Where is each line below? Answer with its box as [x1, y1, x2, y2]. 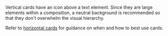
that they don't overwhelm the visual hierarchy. [5, 15, 104, 21]
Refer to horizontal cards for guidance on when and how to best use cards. [5, 25, 164, 31]
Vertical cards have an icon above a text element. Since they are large [5, 5, 153, 10]
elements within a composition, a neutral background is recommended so [5, 10, 160, 16]
